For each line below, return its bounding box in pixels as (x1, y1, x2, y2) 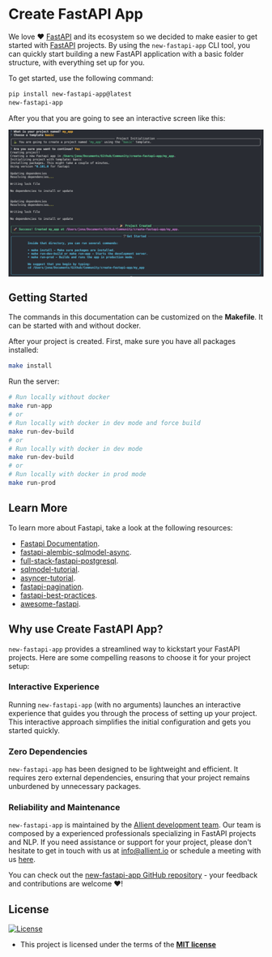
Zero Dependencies (8, 745, 87, 757)
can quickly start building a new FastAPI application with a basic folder (8, 49, 244, 58)
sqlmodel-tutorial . (19, 564, 80, 574)
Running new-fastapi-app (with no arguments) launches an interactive (8, 699, 241, 710)
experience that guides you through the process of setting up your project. (8, 708, 257, 718)
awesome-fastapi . (19, 599, 81, 608)
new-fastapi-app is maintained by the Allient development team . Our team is (8, 820, 261, 830)
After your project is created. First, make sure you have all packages (8, 337, 236, 346)
